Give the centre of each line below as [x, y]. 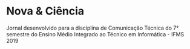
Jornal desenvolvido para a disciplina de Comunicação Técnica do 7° [93, 28]
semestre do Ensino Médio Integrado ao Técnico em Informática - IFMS [95, 34]
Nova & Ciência [45, 11]
